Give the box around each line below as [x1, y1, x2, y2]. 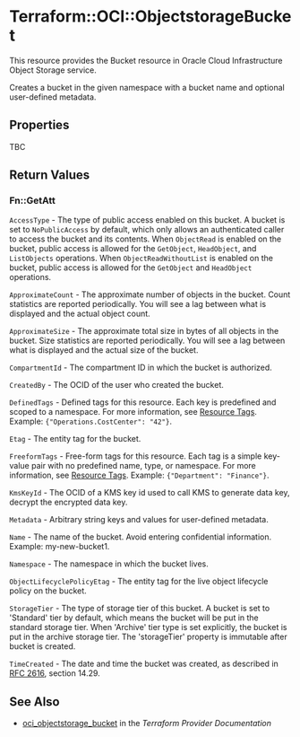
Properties [9, 118, 70, 133]
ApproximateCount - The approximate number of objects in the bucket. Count [9, 289, 291, 300]
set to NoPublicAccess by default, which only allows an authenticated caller [9, 224, 285, 235]
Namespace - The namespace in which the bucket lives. [9, 558, 209, 569]
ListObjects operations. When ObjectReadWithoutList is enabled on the [9, 253, 273, 264]
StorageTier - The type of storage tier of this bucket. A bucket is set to [9, 603, 270, 614]
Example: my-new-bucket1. [9, 541, 110, 552]
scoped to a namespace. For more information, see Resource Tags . [9, 407, 258, 417]
